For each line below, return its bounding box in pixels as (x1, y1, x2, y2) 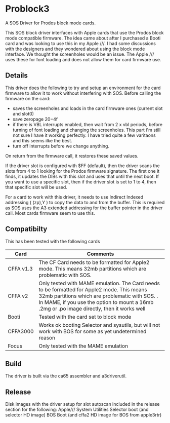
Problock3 (5, 3, 50, 15)
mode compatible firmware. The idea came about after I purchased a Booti (5, 35, 161, 41)
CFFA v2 (8, 292, 28, 299)
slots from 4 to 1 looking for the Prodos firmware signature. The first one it (5, 168, 160, 174)
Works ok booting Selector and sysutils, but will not (38, 321, 160, 328)
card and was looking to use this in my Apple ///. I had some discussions (5, 40, 156, 46)
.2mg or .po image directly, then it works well (38, 305, 146, 312)
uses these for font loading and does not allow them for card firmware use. (5, 56, 161, 62)
